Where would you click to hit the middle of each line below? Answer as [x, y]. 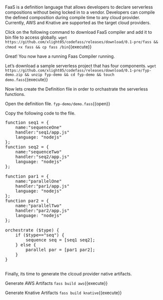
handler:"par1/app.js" [42, 186]
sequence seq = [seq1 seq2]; [61, 240]
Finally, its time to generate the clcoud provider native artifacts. [69, 274]
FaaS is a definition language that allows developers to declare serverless [79, 7]
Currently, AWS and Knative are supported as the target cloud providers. [78, 23]
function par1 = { [27, 176]
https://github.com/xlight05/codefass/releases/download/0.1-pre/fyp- [78, 70]
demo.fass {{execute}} [27, 80]
